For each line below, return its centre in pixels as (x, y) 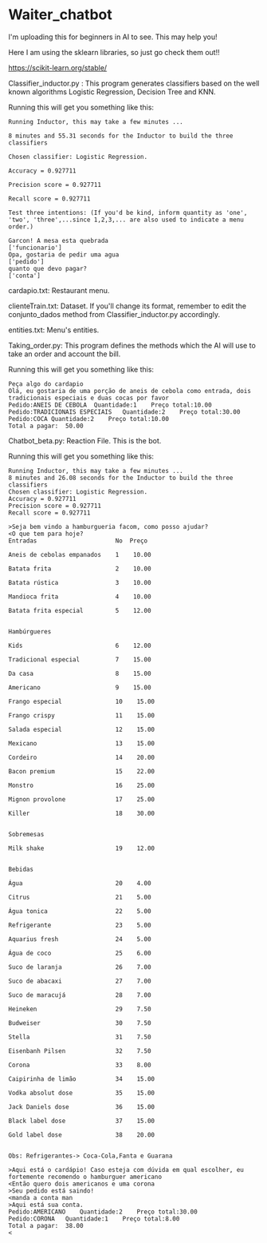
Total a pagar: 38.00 (46, 1225)
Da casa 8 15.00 (80, 673)
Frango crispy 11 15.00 (82, 715)
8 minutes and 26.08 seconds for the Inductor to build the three (121, 478)
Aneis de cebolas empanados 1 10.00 (80, 554)
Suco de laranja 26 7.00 (80, 967)
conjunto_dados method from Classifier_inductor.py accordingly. (114, 314)
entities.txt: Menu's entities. (54, 330)
